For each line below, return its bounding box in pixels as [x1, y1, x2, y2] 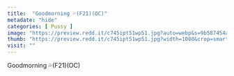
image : [7, 29, 26, 37]
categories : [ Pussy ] [7, 23, 73, 30]
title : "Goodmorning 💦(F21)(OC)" [7, 10, 108, 17]
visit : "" [7, 42, 36, 49]
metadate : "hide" [7, 17, 58, 23]
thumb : [7, 36, 26, 43]
